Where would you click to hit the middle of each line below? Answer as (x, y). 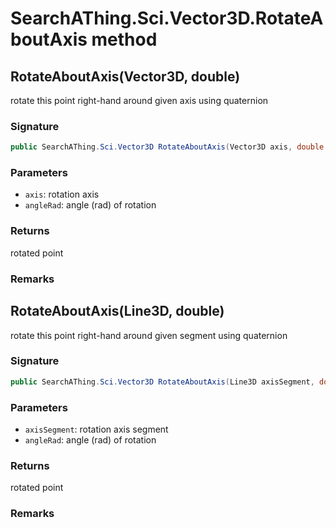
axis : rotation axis (62, 194)
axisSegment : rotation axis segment (96, 429)
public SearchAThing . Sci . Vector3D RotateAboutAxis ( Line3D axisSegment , (162, 382)
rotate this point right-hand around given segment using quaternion (149, 335)
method (124, 39)
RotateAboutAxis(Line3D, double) (117, 311)
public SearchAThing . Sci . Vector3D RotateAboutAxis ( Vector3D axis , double (167, 147)
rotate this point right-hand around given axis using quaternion (139, 100)
